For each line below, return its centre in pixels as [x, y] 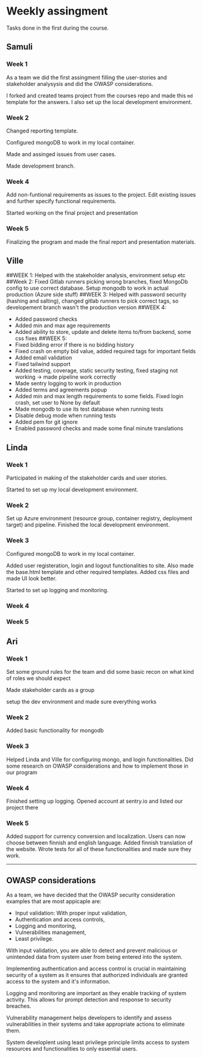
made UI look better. [32, 578]
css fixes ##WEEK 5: [41, 338]
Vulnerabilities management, [50, 932]
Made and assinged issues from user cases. [61, 154]
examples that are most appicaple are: [54, 901]
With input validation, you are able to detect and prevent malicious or [92, 950]
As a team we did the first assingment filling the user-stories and [87, 77]
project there [22, 808]
